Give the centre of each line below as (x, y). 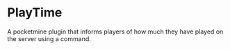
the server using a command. (49, 38)
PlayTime (35, 13)
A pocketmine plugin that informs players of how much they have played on (115, 32)
